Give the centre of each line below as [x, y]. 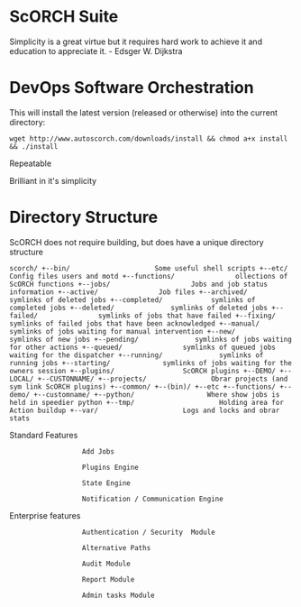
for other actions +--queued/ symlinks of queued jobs [143, 347]
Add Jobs [98, 451]
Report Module [108, 579]
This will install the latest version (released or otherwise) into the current [143, 112]
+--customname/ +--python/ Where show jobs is [156, 394]
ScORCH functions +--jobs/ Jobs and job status [139, 284]
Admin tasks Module [118, 595]
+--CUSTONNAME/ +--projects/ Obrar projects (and [163, 379]
